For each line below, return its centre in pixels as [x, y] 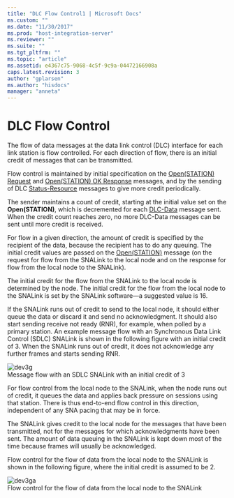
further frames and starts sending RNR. [64, 354]
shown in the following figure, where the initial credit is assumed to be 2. [111, 467]
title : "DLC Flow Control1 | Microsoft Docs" [74, 14]
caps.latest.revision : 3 [43, 72]
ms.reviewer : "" [31, 40]
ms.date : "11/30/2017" [40, 27]
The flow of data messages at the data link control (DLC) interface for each [115, 145]
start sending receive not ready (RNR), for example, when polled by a [107, 324]
